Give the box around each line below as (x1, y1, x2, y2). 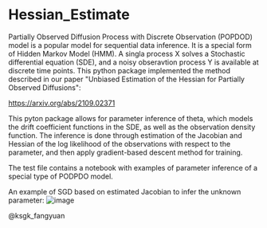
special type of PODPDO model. (8, 171, 113, 181)
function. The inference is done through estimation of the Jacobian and (8, 130, 243, 140)
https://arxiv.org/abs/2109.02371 (8, 98, 116, 108)
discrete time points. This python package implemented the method (8, 65, 231, 75)
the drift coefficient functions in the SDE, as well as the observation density (8, 122, 256, 132)
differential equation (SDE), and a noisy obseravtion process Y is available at (8, 57, 259, 67)
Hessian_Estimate (8, 6, 130, 24)
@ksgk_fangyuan (8, 210, 65, 220)
